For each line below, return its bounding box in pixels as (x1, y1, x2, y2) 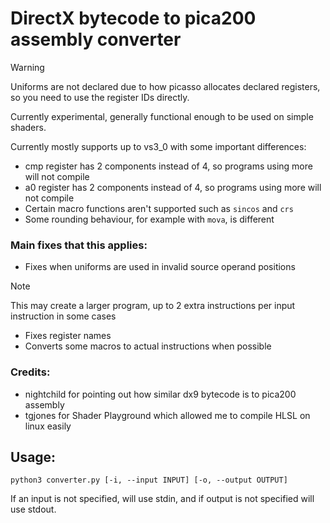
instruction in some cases (10, 310, 117, 322)
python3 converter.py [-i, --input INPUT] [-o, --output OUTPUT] (10, 475, 288, 486)
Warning (10, 61, 45, 73)
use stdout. (10, 503, 57, 516)
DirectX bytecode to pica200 (10, 7, 257, 30)
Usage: (10, 448, 57, 466)
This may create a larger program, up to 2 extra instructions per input (10, 300, 296, 312)
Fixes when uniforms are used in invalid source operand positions (24, 261, 296, 273)
